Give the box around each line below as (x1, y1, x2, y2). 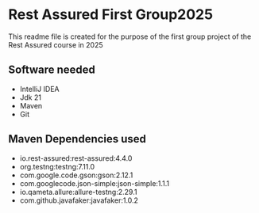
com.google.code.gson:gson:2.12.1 (19, 170, 133, 180)
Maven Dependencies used (8, 132, 147, 146)
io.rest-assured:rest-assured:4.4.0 (19, 153, 133, 163)
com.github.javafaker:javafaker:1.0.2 (19, 196, 139, 205)
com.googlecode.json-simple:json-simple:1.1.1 (19, 178, 170, 188)
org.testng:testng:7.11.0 (19, 162, 95, 171)
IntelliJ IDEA (19, 84, 60, 93)
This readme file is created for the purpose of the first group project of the (8, 32, 252, 41)
